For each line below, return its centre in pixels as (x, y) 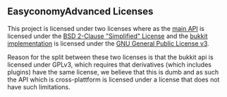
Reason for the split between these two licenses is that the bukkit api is (110, 57)
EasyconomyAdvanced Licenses (80, 12)
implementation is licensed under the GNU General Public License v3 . (108, 43)
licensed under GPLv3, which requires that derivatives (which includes (109, 64)
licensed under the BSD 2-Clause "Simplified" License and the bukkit (108, 36)
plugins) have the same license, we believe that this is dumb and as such (113, 72)
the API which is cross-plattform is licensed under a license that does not (114, 79)
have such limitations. (39, 86)
